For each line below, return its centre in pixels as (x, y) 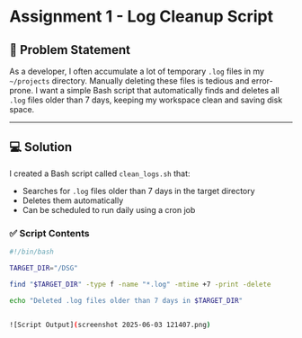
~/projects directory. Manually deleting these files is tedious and (129, 81)
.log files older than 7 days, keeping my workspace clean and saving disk (146, 100)
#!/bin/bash (31, 252)
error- (262, 81)
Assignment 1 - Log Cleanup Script (142, 17)
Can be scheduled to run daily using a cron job (109, 209)
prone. (22, 90)
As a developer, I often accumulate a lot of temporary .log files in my (137, 71)
